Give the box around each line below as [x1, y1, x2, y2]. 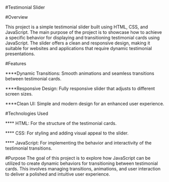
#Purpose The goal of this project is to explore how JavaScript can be [5, 155, 151, 161]
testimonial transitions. [5, 145, 52, 151]
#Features [5, 61, 27, 66]
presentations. [5, 51, 35, 57]
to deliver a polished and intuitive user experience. [5, 171, 110, 177]
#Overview [5, 14, 28, 20]
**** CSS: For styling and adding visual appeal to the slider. [5, 130, 129, 136]
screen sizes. [5, 91, 33, 97]
